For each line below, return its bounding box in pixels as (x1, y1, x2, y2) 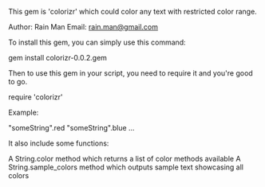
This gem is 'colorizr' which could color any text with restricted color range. (8, 7, 257, 16)
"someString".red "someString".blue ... (8, 123, 135, 132)
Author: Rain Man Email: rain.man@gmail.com (8, 22, 158, 31)
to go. (8, 77, 28, 86)
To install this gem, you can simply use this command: (8, 37, 186, 47)
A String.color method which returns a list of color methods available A (8, 154, 241, 163)
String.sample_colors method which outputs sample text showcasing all (8, 162, 243, 172)
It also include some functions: (8, 138, 109, 148)
